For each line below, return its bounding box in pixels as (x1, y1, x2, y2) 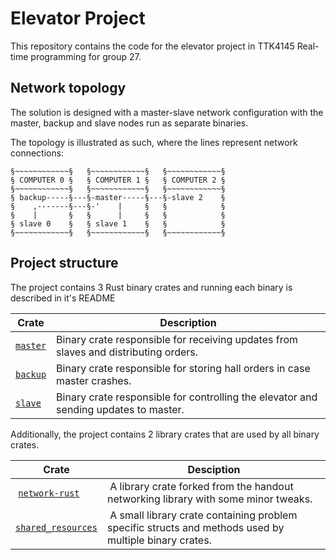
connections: (10, 147, 65, 159)
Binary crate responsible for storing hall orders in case (56, 361, 311, 375)
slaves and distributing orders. (56, 345, 199, 359)
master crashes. (56, 373, 132, 387)
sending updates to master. (56, 402, 185, 416)
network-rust (18, 487, 80, 499)
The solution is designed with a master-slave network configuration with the (10, 106, 324, 118)
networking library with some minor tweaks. (106, 492, 313, 506)
